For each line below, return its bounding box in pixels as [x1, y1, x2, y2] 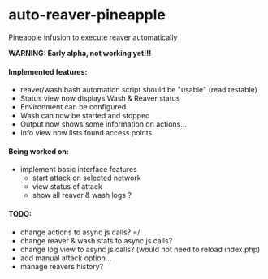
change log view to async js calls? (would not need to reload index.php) [19, 244, 261, 254]
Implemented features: [8, 67, 88, 76]
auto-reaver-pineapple [8, 6, 166, 24]
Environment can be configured [19, 102, 127, 112]
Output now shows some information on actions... [19, 119, 187, 129]
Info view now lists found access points [19, 128, 153, 138]
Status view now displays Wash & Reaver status [19, 93, 180, 103]
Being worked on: [8, 146, 69, 156]
